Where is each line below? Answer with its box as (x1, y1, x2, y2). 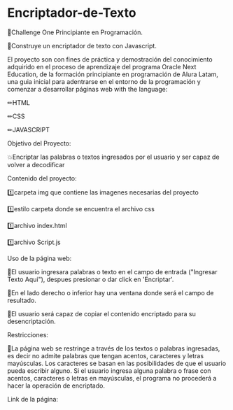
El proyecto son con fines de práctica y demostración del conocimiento (7, 55, 213, 64)
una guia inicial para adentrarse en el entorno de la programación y (7, 77, 201, 85)
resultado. (7, 296, 36, 304)
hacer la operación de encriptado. (7, 381, 105, 390)
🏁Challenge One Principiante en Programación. (7, 28, 143, 36)
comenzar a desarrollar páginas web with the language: (7, 85, 168, 93)
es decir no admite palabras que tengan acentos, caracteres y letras (7, 351, 204, 360)
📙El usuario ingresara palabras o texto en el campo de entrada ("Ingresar (7, 267, 218, 276)
